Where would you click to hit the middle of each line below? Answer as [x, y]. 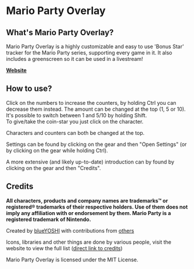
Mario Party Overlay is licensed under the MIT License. [72, 260]
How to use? [29, 89]
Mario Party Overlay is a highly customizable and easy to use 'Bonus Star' [95, 46]
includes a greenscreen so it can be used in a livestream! [75, 59]
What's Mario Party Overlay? [60, 33]
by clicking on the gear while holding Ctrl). [57, 150]
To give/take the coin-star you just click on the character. [75, 121]
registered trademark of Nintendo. [49, 219]
